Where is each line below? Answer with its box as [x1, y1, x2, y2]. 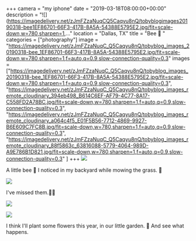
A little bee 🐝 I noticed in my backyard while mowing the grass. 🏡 [6, 167, 163, 174]
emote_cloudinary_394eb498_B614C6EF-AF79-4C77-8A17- [6, 92, 150, 99]
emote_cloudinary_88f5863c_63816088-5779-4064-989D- [6, 142, 149, 149]
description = [6, 11, 39, 18]
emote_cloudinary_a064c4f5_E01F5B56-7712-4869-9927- [6, 117, 147, 124]
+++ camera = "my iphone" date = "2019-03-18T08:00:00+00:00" [6, 5, 167, 12]
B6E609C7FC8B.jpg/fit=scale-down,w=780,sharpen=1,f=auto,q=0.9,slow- [6, 123, 186, 130]
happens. [6, 229, 29, 235]
